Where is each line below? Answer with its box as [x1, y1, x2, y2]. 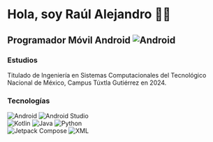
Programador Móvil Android [7, 34, 131, 46]
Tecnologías [7, 96, 50, 106]
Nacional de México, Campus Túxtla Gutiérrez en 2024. [7, 78, 167, 87]
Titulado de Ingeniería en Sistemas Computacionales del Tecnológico [7, 71, 207, 79]
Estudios [7, 55, 38, 65]
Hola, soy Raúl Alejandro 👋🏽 [7, 6, 171, 22]
